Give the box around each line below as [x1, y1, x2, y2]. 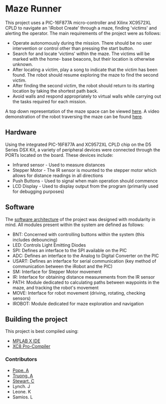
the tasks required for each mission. [12, 98, 87, 104]
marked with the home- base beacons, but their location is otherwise [12, 56, 155, 62]
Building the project [5, 315, 68, 323]
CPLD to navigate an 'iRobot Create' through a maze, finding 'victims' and [5, 25, 157, 31]
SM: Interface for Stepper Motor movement [12, 269, 101, 275]
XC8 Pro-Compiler [12, 343, 51, 349]
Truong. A [12, 372, 33, 378]
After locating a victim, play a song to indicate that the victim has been [12, 66, 157, 73]
